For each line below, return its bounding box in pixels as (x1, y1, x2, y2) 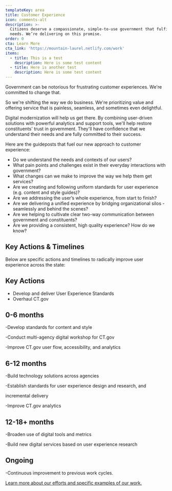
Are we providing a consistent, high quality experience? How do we (12, 222, 155, 228)
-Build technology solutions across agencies (5, 373, 99, 379)
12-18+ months (5, 417, 54, 426)
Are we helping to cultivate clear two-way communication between (12, 212, 155, 217)
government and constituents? (12, 217, 78, 223)
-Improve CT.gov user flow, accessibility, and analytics (5, 344, 121, 350)
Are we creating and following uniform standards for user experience (12, 184, 159, 190)
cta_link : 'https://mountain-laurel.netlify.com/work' (5, 46, 125, 51)
